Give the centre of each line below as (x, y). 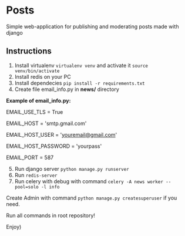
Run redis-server (36, 175)
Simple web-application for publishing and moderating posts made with (92, 26)
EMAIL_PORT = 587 (30, 157)
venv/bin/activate (37, 71)
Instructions (29, 51)
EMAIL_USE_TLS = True (35, 112)
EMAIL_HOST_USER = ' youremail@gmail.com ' (62, 134)
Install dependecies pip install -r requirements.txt (80, 83)
